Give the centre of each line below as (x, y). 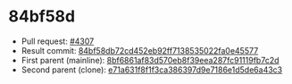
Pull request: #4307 (58, 41)
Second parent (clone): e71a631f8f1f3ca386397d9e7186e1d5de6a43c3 (152, 70)
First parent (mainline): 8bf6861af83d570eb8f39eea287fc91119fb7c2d (150, 60)
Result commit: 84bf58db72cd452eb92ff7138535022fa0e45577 (140, 50)
